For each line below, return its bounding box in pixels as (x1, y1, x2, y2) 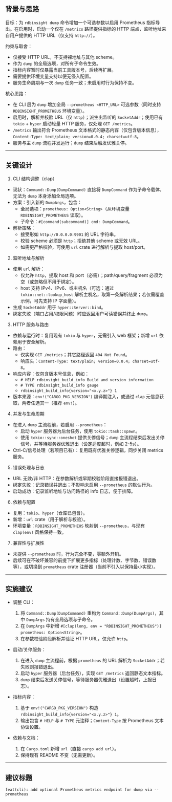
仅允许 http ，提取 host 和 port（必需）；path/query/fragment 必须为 (20, 272, 163, 278)
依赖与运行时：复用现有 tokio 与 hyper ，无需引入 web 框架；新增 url (12, 332, 158, 338)
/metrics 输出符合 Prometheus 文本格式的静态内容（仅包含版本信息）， (12, 127, 162, 133)
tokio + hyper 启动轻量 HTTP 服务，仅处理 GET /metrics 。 (12, 120, 136, 126)
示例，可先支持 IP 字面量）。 (20, 297, 79, 304)
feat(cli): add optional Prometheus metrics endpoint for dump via (5, 787, 153, 792)
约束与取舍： (5, 43, 32, 49)
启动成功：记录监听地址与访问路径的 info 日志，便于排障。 (12, 488, 136, 494)
